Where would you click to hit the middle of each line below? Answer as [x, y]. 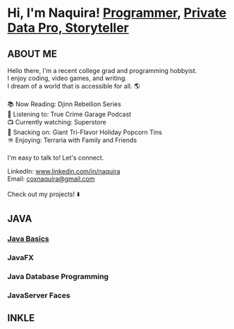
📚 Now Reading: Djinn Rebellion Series [64, 104]
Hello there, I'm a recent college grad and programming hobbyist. [102, 71]
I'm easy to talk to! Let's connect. [56, 157]
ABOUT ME [32, 54]
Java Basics [28, 239]
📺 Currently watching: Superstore [57, 122]
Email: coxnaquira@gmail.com [51, 179]
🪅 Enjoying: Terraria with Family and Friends [72, 140]
